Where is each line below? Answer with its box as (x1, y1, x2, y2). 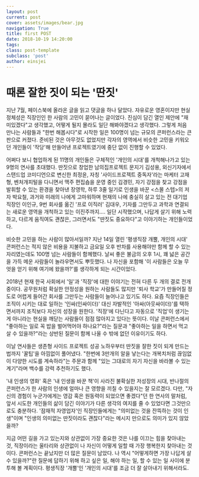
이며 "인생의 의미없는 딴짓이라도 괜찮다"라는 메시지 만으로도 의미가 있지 (13, 415, 178, 422)
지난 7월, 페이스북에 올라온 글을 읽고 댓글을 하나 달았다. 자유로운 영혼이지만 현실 (6, 106, 191, 113)
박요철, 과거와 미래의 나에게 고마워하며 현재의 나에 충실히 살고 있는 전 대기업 (12, 194, 188, 201)
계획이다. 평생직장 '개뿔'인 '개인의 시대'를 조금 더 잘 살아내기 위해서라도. (23, 465, 190, 472)
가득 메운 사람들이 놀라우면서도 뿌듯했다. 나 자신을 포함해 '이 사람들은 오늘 (12, 258, 183, 265)
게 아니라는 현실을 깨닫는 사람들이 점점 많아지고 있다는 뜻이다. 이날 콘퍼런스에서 (6, 315, 190, 323)
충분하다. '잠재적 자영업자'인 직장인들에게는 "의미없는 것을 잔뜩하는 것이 (17, 407, 182, 415)
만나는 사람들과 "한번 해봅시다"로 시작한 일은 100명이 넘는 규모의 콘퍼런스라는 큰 (6, 129, 192, 136)
